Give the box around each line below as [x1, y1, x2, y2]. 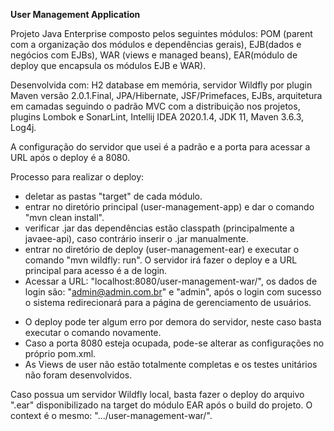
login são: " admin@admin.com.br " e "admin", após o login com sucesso [24, 286, 322, 298]
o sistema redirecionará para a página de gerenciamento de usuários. [24, 297, 312, 308]
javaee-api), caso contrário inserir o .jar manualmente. [24, 233, 249, 244]
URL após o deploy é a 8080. [10, 152, 130, 163]
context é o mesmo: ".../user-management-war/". [10, 410, 213, 421]
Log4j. [10, 122, 37, 133]
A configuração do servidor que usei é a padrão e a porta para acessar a [10, 141, 311, 153]
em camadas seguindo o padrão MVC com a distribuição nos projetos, [10, 100, 301, 112]
